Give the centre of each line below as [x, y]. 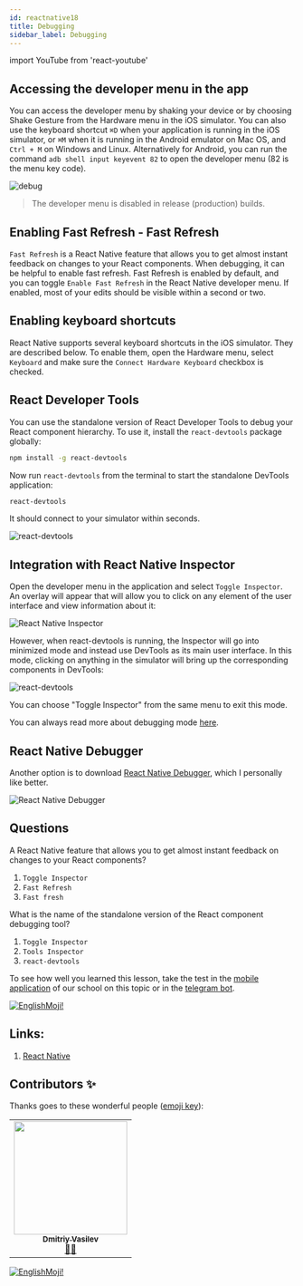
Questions [39, 829]
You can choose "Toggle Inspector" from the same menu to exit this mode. [148, 705]
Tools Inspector [53, 952]
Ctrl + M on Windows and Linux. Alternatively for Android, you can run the [148, 150]
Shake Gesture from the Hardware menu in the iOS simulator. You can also [148, 121]
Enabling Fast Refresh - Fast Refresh [114, 232]
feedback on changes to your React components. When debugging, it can [147, 263]
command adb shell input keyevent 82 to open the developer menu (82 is [149, 159]
